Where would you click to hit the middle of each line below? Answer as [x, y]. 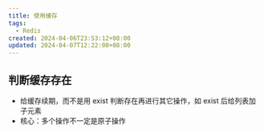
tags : [17, 23]
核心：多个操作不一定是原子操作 [73, 120]
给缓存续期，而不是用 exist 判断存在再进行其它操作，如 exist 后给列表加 [138, 100]
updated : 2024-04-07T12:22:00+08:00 [69, 46]
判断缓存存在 [40, 80]
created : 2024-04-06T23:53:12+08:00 [69, 38]
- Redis [28, 30]
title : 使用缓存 [33, 16]
